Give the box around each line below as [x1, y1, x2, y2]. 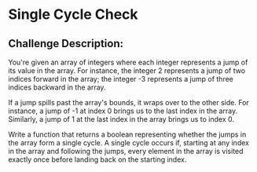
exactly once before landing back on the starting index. [8, 155, 187, 164]
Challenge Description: [8, 37, 124, 50]
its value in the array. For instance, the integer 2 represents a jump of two [8, 66, 246, 75]
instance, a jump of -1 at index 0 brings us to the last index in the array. [8, 106, 238, 115]
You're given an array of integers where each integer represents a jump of [8, 57, 248, 67]
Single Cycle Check [8, 5, 139, 24]
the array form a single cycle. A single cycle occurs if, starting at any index [8, 138, 250, 147]
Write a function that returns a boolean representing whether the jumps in [8, 130, 247, 139]
